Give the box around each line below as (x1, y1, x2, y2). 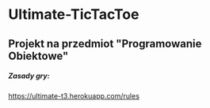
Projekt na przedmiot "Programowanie (8, 37, 202, 50)
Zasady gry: (8, 71, 50, 80)
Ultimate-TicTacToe (8, 6, 139, 24)
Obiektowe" (8, 49, 69, 62)
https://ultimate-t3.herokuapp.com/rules (8, 91, 140, 100)
